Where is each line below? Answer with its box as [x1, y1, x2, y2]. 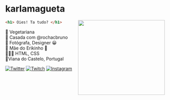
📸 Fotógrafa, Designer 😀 [5, 39, 57, 45]
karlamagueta [5, 3, 65, 15]
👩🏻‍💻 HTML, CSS [5, 50, 39, 56]
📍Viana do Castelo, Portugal [5, 56, 64, 62]
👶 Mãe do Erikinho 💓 [5, 45, 48, 51]
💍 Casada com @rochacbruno [5, 34, 68, 40]
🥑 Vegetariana [5, 29, 35, 35]
